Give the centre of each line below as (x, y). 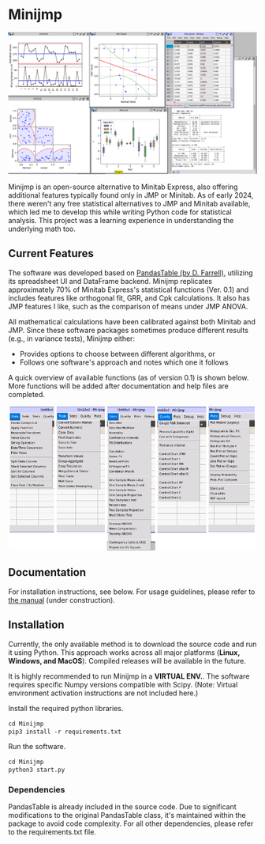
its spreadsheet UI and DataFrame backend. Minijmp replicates (110, 281)
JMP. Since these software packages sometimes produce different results (128, 330)
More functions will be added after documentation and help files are (118, 386)
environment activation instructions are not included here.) (103, 693)
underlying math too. (42, 229)
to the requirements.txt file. (52, 831)
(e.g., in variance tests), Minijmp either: (72, 339)
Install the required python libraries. (66, 708)
